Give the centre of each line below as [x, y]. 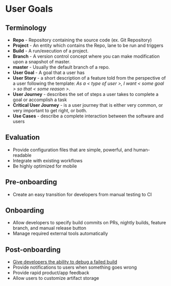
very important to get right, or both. [50, 111]
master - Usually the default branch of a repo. [61, 67]
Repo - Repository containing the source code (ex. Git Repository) [82, 40]
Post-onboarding [33, 249]
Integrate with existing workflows [47, 160]
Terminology [26, 28]
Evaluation [22, 138]
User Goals [29, 9]
